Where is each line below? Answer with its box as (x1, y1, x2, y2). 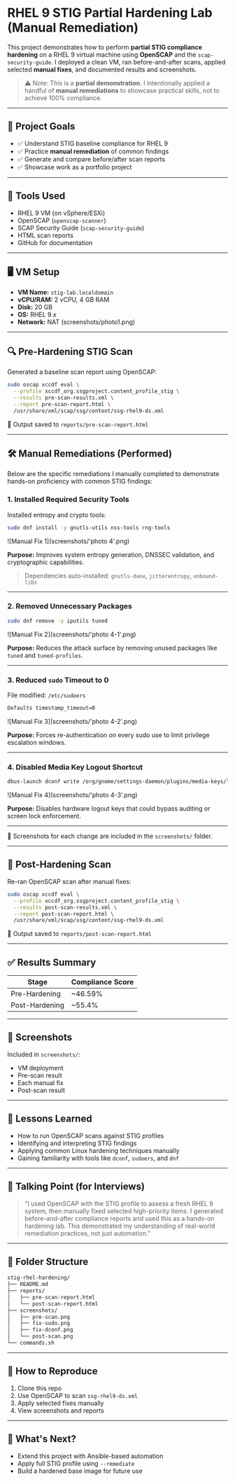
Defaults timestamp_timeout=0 (7, 705, 96, 712)
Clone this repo (17, 1384, 62, 1392)
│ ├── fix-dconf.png (7, 1327, 73, 1334)
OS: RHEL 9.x (17, 310, 57, 319)
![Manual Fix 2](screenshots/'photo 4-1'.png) (7, 630, 136, 638)
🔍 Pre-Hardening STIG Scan (7, 345, 133, 358)
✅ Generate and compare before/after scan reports (17, 155, 166, 163)
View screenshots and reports (17, 1406, 105, 1415)
